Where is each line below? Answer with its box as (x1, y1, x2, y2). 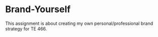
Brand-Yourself (5, 4, 71, 15)
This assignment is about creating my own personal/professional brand (5, 20, 153, 26)
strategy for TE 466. (5, 25, 47, 31)
